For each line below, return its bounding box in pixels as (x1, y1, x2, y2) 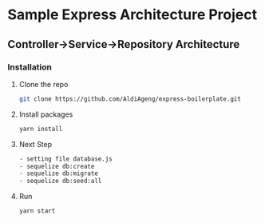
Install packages (18, 110, 73, 119)
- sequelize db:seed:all (18, 177, 102, 185)
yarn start (18, 207, 56, 215)
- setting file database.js (18, 154, 113, 163)
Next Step (18, 139, 53, 149)
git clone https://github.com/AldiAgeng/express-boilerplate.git (18, 94, 241, 103)
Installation (7, 62, 53, 73)
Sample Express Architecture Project (7, 6, 257, 24)
